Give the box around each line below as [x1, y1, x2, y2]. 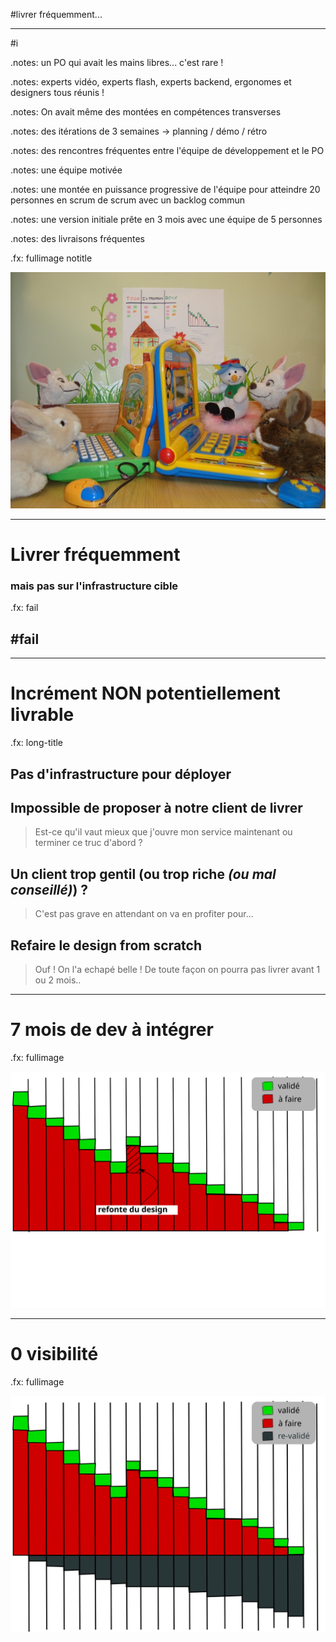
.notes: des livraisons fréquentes [10, 233, 145, 244]
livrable [10, 704, 75, 726]
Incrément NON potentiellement [10, 682, 281, 705]
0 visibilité [10, 1343, 99, 1366]
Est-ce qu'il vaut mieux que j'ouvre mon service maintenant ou [34, 826, 293, 838]
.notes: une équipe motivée [10, 164, 123, 176]
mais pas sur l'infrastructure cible [10, 579, 179, 593]
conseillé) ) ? [10, 881, 89, 898]
